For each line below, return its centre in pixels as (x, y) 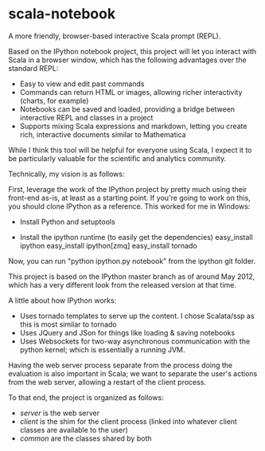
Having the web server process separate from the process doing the (121, 365)
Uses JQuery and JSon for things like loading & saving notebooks (127, 332)
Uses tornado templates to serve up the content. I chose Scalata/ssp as (137, 316)
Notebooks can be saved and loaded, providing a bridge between (127, 109)
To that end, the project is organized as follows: (86, 397)
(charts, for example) (54, 100)
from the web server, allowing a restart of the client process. (107, 382)
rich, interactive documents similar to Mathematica (103, 134)
